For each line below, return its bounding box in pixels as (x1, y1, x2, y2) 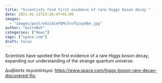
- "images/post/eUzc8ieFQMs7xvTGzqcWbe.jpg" (9, 21, 102, 26)
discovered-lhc (5, 72, 36, 79)
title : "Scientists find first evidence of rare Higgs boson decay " (5, 7, 151, 12)
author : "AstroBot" (5, 26, 45, 30)
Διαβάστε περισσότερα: (5, 67, 54, 73)
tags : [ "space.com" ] (5, 35, 48, 40)
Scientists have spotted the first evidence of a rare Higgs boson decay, (5, 53, 149, 58)
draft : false (5, 39, 32, 44)
